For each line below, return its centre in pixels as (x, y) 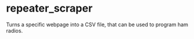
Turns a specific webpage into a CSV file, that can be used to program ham (97, 24)
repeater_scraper (49, 8)
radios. (14, 30)
